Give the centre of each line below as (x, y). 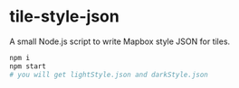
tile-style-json (64, 17)
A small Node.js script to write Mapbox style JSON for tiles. (120, 41)
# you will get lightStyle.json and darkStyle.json (109, 75)
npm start (28, 66)
